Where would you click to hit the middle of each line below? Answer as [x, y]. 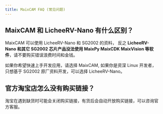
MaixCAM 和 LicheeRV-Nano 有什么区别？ [69, 30]
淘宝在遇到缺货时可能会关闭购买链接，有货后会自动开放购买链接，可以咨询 [80, 101]
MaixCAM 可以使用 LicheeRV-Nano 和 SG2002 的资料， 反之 [66, 43]
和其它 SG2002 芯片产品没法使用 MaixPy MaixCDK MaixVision [81, 49]
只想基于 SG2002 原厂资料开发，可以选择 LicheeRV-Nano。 [65, 71]
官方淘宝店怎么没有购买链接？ [50, 88]
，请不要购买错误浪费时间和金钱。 [44, 55]
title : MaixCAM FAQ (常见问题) [35, 9]
